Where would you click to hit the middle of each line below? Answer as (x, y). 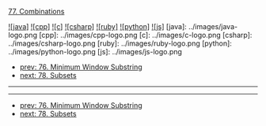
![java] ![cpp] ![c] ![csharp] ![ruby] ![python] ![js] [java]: (98, 26)
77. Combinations (36, 11)
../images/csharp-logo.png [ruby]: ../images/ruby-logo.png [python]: (120, 43)
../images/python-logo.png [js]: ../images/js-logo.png (95, 52)
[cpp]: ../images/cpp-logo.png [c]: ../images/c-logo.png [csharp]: (146, 35)
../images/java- (213, 26)
